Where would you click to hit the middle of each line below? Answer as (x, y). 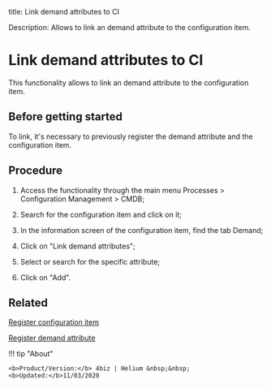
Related (28, 302)
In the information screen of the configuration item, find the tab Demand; (142, 230)
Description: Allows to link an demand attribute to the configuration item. (130, 27)
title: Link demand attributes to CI (64, 12)
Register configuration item (54, 322)
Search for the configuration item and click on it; (101, 214)
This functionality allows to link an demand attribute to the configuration (129, 82)
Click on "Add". (45, 277)
